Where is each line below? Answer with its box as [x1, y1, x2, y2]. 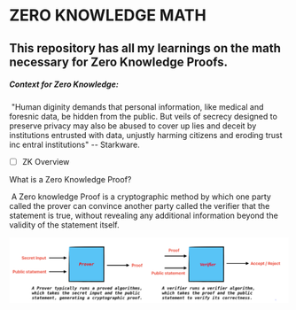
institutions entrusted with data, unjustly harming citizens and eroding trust [9, 129, 283, 140]
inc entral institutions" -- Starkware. [9, 139, 140, 150]
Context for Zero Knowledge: [9, 79, 120, 89]
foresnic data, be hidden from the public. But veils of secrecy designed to [9, 111, 277, 121]
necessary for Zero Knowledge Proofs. [9, 54, 229, 69]
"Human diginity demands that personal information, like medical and [11, 101, 264, 112]
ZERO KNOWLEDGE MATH [9, 5, 206, 26]
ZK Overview [21, 156, 70, 167]
